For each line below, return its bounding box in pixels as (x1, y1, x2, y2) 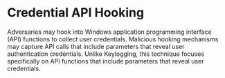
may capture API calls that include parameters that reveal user (7, 42, 185, 50)
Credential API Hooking (7, 5, 144, 21)
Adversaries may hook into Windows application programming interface (7, 28, 213, 36)
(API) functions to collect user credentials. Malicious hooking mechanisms (7, 35, 219, 43)
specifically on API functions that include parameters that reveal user (7, 57, 204, 65)
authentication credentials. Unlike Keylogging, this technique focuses (7, 50, 205, 58)
